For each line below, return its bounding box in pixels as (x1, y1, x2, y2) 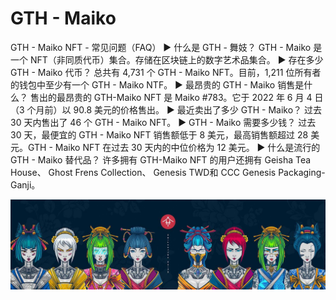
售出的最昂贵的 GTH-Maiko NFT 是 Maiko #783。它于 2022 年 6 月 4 (29, 91, 313, 103)
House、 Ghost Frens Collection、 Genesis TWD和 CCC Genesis (10, 166, 277, 178)
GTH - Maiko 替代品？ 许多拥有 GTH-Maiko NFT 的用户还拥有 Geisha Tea (10, 153, 312, 166)
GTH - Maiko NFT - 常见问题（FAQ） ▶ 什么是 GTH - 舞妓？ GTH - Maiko (10, 41, 312, 53)
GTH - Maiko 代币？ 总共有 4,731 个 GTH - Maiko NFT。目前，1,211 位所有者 (10, 66, 322, 78)
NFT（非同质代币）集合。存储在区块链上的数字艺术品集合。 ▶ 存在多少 (29, 53, 324, 66)
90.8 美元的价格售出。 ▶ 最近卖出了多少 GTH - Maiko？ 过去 (73, 103, 323, 116)
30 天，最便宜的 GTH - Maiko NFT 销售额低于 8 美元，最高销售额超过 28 (10, 128, 309, 141)
